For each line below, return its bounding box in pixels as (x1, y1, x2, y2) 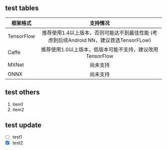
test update (5, 121, 42, 130)
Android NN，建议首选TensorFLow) (68, 37, 152, 44)
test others (5, 88, 40, 96)
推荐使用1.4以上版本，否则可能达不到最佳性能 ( (42, 29, 153, 36)
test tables (5, 4, 39, 12)
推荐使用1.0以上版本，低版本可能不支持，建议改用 (41, 46, 159, 53)
